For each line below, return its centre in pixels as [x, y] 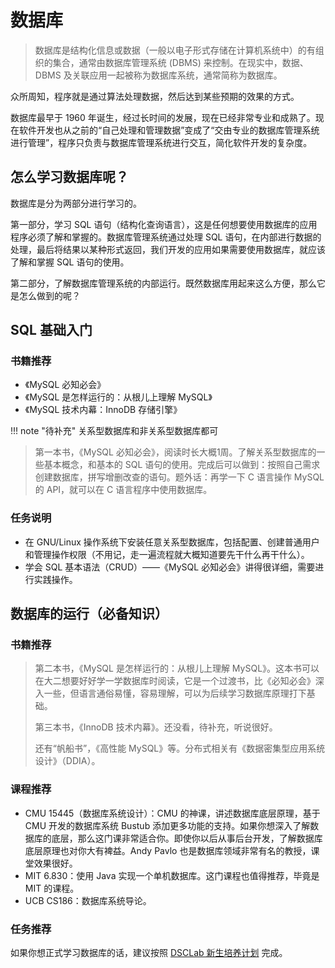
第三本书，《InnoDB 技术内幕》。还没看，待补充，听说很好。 [156, 727]
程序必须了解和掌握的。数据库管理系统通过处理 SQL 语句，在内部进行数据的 [166, 237]
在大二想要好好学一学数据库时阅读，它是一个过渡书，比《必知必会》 [175, 681]
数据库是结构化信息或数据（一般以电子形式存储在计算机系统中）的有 [175, 50]
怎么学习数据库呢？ [69, 177]
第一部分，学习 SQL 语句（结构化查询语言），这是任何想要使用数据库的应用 [164, 224]
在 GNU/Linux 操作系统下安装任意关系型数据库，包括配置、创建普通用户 [172, 542]
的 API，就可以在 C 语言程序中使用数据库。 [123, 490]
